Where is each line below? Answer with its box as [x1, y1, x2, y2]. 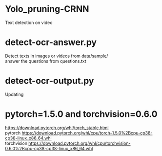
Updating [5, 91, 24, 97]
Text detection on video [5, 20, 53, 25]
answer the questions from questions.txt [5, 58, 86, 64]
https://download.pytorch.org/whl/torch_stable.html [5, 125, 109, 131]
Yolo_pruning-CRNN [5, 3, 89, 15]
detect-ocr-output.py [5, 75, 94, 87]
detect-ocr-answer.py [5, 37, 97, 48]
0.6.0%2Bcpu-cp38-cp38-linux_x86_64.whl [5, 145, 93, 151]
